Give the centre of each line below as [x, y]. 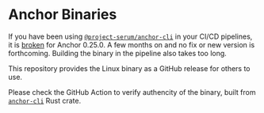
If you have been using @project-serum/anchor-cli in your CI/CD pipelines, [130, 36]
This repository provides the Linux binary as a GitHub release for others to [130, 68]
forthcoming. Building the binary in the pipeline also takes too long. [118, 53]
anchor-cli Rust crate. [45, 100]
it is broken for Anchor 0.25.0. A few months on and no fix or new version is [132, 44]
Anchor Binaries [63, 15]
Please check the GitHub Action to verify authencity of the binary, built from [132, 92]
